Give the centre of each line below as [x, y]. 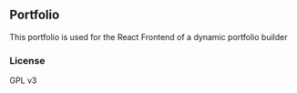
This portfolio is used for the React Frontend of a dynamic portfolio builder [148, 36]
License [27, 60]
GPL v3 [23, 80]
